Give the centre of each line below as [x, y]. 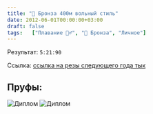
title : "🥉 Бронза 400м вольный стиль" [63, 13]
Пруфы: [25, 87]
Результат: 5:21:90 [34, 52]
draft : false [26, 26]
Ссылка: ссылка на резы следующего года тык [76, 65]
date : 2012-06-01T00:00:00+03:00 [55, 20]
